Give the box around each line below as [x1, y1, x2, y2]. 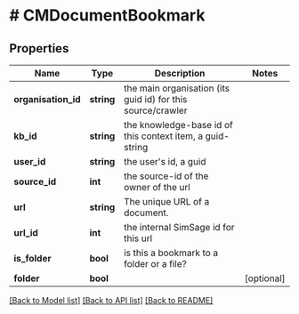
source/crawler [123, 104, 188, 117]
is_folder [13, 253, 52, 264]
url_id [13, 227, 38, 238]
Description [154, 68, 206, 79]
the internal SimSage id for [123, 221, 235, 233]
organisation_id [13, 93, 82, 105]
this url [123, 232, 153, 245]
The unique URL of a [123, 196, 210, 207]
